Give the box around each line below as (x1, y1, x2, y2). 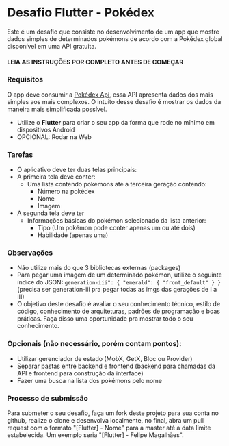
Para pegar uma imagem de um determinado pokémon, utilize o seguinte (16, 271, 222, 279)
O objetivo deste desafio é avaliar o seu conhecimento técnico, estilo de (16, 300, 221, 308)
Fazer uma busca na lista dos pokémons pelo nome (16, 376, 163, 384)
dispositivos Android (16, 125, 75, 134)
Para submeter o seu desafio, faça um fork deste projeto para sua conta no (7, 409, 219, 417)
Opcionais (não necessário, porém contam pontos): (7, 339, 182, 349)
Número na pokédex (37, 187, 95, 196)
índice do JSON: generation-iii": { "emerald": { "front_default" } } (16, 278, 221, 286)
